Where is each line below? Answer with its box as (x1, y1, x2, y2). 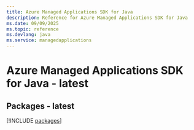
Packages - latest (6, 101, 75, 111)
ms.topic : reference (6, 26, 60, 32)
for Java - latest (6, 77, 89, 90)
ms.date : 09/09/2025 (6, 20, 60, 26)
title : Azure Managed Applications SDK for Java (6, 9, 133, 15)
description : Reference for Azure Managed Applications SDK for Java (6, 15, 188, 21)
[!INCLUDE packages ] (6, 117, 62, 124)
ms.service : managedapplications (6, 37, 92, 43)
